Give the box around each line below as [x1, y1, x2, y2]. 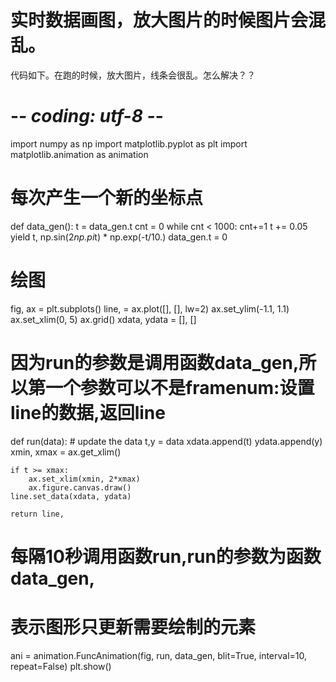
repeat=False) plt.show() [10, 660, 112, 672]
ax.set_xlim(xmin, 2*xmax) [28, 474, 141, 484]
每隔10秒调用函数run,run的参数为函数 [10, 545, 322, 568]
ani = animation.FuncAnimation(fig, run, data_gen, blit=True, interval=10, [10, 649, 308, 661]
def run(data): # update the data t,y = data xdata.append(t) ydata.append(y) [10, 435, 323, 447]
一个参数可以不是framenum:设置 [45, 376, 315, 399]
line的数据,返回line [10, 401, 166, 424]
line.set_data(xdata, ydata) [10, 491, 132, 501]
